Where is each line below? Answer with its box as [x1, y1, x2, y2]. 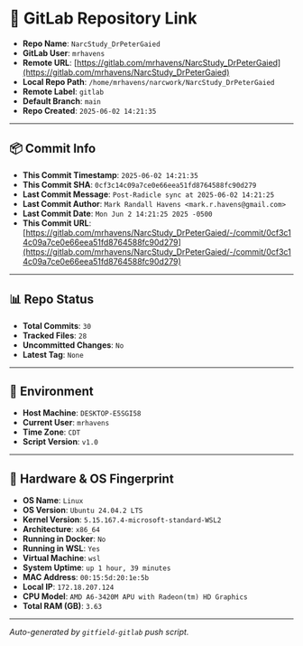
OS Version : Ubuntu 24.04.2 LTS [22, 505, 143, 516]
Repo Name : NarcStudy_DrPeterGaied [22, 38, 161, 49]
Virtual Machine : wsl [22, 553, 101, 564]
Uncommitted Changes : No [22, 339, 124, 351]
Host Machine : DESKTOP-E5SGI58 [22, 407, 142, 418]
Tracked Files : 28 [22, 330, 87, 341]
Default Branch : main [22, 95, 102, 107]
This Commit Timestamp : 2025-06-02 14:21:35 [22, 169, 198, 180]
